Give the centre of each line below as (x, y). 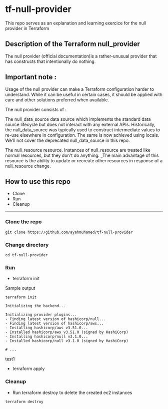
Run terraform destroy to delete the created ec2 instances (72, 393)
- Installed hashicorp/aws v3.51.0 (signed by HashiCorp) (67, 332)
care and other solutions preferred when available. (57, 100)
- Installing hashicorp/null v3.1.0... (47, 337)
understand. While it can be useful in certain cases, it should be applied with (84, 94)
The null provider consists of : (36, 109)
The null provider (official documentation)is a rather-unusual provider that (81, 56)
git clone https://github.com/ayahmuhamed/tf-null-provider (69, 232)
